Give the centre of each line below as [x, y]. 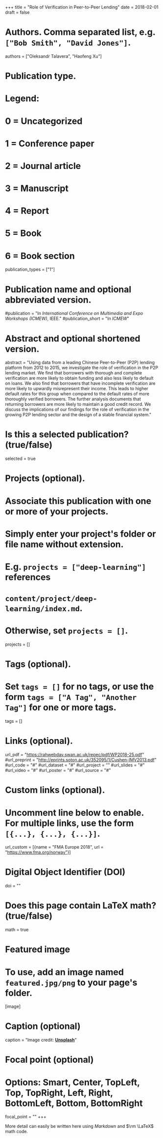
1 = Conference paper [50, 143]
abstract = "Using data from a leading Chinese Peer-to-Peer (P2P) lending [80, 363]
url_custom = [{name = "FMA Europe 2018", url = [54, 847]
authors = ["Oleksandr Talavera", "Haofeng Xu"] [53, 56]
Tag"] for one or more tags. [61, 708]
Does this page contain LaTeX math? [81, 906]
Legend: [22, 99]
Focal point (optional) [49, 1060]
